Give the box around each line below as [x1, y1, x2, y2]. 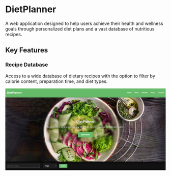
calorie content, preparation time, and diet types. [5, 78, 108, 84]
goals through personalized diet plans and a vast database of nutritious [5, 25, 155, 32]
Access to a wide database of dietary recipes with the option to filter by [5, 73, 155, 79]
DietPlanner [5, 4, 56, 15]
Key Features [5, 46, 48, 54]
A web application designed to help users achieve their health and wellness [5, 20, 163, 26]
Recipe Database [5, 61, 48, 68]
